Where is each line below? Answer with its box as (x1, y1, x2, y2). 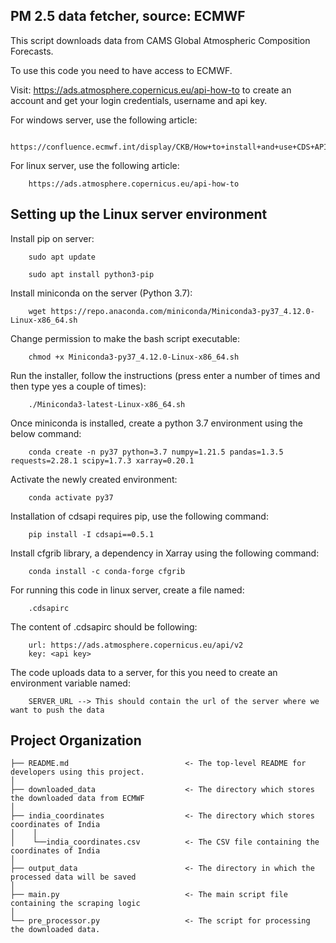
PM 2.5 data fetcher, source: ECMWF (10, 8, 246, 25)
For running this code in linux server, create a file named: (10, 584, 245, 596)
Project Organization (10, 732, 142, 749)
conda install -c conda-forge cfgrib (28, 566, 186, 576)
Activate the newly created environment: (10, 473, 178, 485)
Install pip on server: (10, 232, 95, 244)
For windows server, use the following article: (10, 114, 198, 126)
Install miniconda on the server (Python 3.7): (10, 287, 193, 299)
